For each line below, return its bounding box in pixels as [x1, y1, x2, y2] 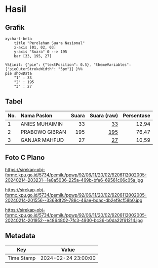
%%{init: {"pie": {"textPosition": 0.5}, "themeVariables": [5, 62, 132, 67]
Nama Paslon [20, 112, 53, 119]
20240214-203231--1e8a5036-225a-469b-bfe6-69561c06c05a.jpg [5, 177, 143, 183]
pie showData [5, 71, 32, 76]
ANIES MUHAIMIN [20, 120, 63, 127]
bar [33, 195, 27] [14, 54, 52, 58]
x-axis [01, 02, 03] [14, 45, 56, 50]
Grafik [5, 23, 25, 32]
